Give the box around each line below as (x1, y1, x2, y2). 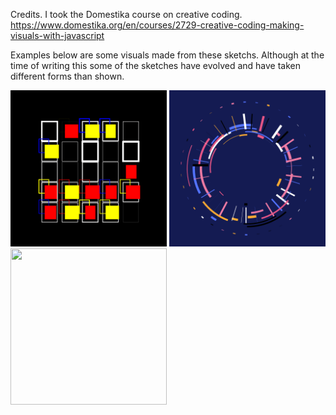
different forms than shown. (10, 70, 125, 82)
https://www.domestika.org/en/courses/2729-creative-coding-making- (10, 19, 305, 31)
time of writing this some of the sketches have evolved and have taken (10, 60, 302, 71)
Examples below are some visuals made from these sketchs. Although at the (10, 49, 325, 61)
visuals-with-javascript (10, 30, 105, 41)
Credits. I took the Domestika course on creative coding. (10, 9, 243, 20)
